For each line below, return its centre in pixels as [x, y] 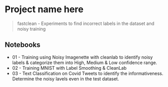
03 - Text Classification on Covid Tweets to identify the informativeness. [88, 73]
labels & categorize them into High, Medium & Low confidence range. [85, 63]
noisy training [31, 28]
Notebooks [23, 45]
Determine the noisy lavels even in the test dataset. [65, 79]
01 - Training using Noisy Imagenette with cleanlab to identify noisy [82, 57]
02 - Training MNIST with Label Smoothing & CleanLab [69, 68]
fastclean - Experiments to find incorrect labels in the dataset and [86, 23]
